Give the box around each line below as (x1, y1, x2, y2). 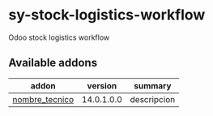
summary (133, 79, 172, 91)
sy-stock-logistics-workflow (8, 6, 206, 24)
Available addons (8, 56, 98, 70)
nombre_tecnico (12, 93, 75, 105)
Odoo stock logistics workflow (8, 32, 110, 42)
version (87, 79, 117, 91)
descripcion (130, 93, 176, 105)
